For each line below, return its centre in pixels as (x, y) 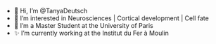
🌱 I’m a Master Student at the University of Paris (83, 25)
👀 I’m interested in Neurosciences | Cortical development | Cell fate (111, 18)
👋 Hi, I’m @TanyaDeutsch (51, 11)
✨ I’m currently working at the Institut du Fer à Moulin (91, 33)
